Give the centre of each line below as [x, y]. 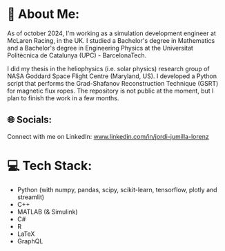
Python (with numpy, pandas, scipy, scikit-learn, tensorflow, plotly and [117, 189]
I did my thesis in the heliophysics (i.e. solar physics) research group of [108, 68]
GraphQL [30, 241]
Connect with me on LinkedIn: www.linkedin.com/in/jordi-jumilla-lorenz [108, 136]
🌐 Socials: [30, 120]
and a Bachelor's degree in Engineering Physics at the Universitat [100, 48]
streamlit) [31, 197]
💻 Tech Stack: [50, 166]
